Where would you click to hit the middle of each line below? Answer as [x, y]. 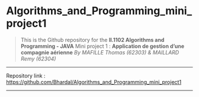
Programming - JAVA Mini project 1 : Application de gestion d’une [102, 46]
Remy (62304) [38, 59]
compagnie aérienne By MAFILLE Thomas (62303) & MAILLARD [100, 52]
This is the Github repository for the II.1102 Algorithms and [92, 40]
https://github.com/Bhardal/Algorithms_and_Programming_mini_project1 [94, 82]
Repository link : [26, 76]
